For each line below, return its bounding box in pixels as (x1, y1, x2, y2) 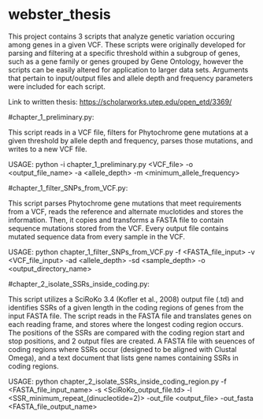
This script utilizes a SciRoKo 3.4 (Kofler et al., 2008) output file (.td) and (8, 294, 244, 304)
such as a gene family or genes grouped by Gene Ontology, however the (8, 57, 244, 66)
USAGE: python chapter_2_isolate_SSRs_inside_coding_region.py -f (8, 376, 227, 386)
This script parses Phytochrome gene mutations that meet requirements (8, 198, 242, 208)
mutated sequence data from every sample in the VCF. (8, 232, 186, 241)
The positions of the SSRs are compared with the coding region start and (8, 328, 245, 337)
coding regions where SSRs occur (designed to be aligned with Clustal (8, 344, 237, 354)
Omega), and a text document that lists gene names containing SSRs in (8, 353, 239, 362)
